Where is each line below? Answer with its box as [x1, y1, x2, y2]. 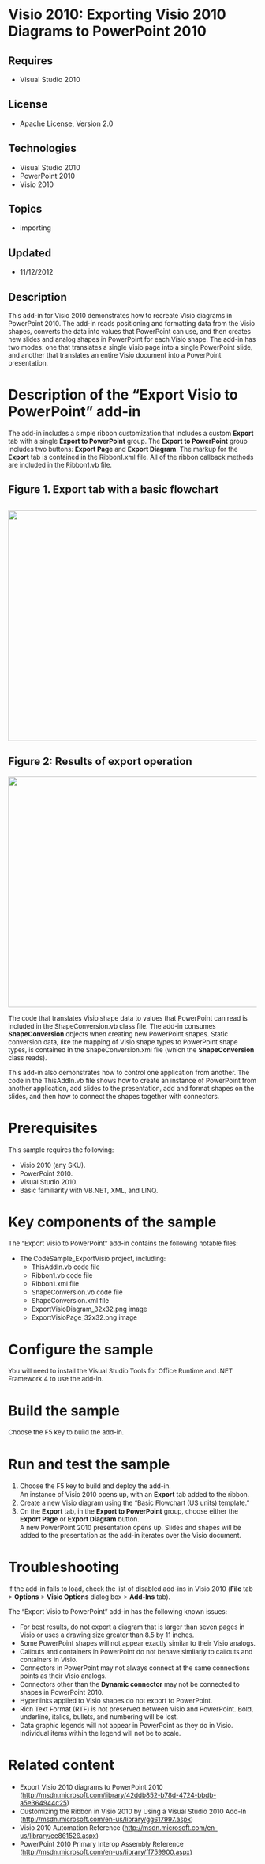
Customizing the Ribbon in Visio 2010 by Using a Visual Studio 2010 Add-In [19, 1807, 247, 1817]
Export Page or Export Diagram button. [19, 1515, 140, 1524]
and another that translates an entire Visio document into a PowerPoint [8, 350, 222, 360]
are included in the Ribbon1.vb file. [8, 460, 112, 469]
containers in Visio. [19, 1655, 78, 1665]
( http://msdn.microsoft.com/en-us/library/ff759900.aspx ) [19, 1847, 193, 1857]
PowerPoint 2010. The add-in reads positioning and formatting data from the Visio [8, 319, 256, 328]
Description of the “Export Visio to [8, 386, 238, 404]
